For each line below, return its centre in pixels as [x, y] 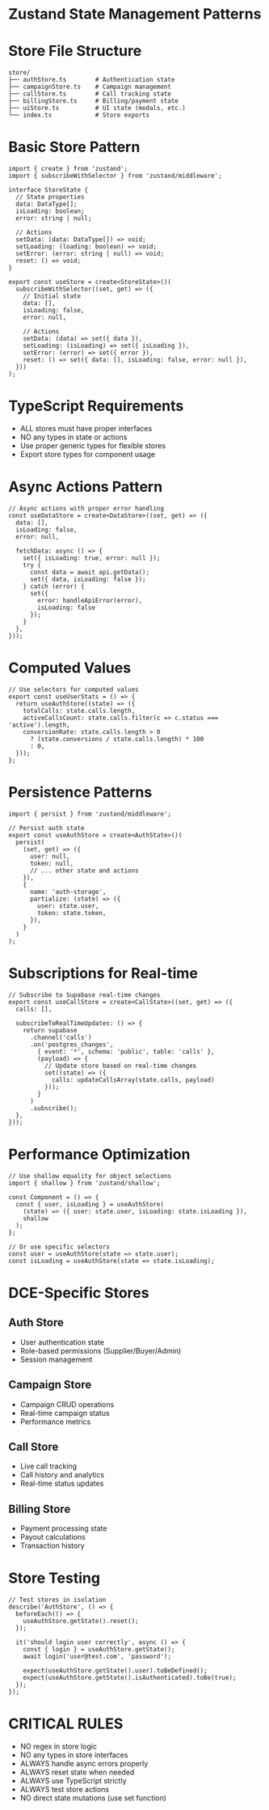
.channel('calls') [61, 1037]
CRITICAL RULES [66, 1724]
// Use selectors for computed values [74, 689]
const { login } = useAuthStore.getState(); [99, 1650]
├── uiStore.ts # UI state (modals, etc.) [97, 108]
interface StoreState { [48, 190]
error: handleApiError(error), [90, 600]
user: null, [50, 856]
